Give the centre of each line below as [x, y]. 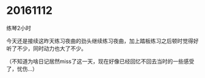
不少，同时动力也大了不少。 [52, 48]
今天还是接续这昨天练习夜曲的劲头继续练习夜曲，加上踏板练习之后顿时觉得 [100, 41]
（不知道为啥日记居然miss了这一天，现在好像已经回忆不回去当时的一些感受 [100, 61]
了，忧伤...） [22, 69]
